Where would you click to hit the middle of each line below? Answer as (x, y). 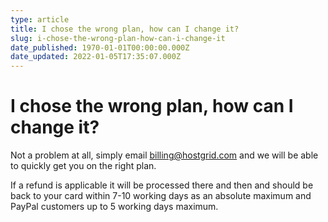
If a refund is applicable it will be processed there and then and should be (162, 185)
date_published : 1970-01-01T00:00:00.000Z (100, 47)
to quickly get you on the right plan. (83, 166)
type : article (40, 19)
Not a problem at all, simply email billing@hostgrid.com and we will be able (164, 155)
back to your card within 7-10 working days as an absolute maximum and (161, 196)
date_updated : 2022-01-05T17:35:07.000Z (96, 57)
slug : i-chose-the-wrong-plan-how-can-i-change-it (118, 38)
